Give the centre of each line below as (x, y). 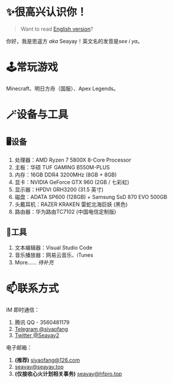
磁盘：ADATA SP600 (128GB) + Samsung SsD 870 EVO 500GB (91, 197)
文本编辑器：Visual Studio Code (53, 247)
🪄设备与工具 (37, 115)
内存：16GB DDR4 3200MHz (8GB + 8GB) (66, 175)
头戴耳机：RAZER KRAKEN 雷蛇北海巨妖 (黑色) (71, 204)
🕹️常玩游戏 (32, 67)
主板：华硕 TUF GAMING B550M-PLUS (62, 167)
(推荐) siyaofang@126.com (47, 360)
